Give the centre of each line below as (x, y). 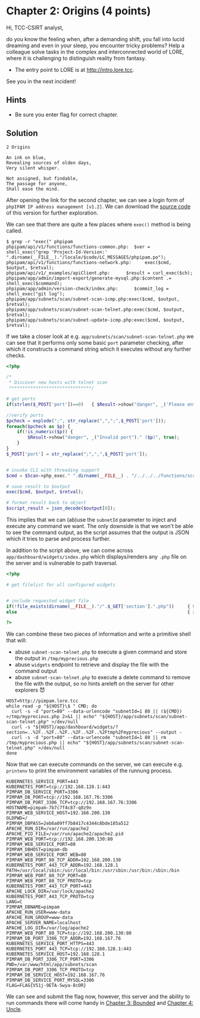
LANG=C (14, 902)
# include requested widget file (48, 601)
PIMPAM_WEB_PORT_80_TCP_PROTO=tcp (49, 881)
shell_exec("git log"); (36, 294)
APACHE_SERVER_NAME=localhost (44, 923)
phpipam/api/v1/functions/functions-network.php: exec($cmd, (89, 262)
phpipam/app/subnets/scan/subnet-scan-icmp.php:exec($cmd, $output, (93, 299)
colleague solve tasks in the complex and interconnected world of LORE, (95, 51)
